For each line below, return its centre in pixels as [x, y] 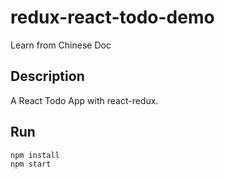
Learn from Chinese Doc [61, 45]
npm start [31, 164]
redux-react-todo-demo [112, 17]
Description [47, 76]
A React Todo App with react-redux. [84, 100]
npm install [35, 155]
